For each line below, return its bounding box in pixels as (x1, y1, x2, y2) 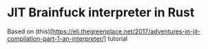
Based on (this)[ (7, 27, 53, 35)
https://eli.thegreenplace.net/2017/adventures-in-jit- (52, 27, 201, 35)
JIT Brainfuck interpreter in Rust (7, 5, 195, 20)
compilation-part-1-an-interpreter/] (7, 34, 107, 42)
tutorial (107, 34, 128, 42)
